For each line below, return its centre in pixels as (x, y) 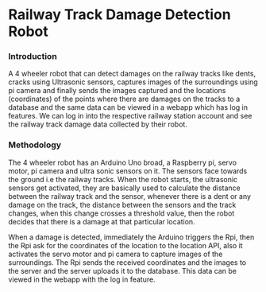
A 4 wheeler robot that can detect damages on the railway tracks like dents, (132, 74)
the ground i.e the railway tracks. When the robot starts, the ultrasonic (123, 179)
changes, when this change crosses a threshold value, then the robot (121, 213)
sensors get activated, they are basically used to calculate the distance (124, 188)
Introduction (33, 56)
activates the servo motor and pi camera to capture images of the (116, 254)
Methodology (35, 145)
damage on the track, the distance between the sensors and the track (122, 204)
